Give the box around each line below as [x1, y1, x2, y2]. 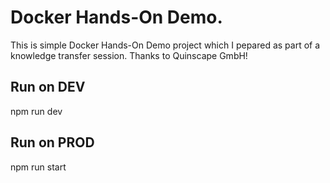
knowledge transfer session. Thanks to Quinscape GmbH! [10, 49, 248, 61]
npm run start [10, 161, 67, 173]
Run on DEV [10, 79, 86, 96]
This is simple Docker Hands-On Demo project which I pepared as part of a [10, 39, 321, 51]
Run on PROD [10, 134, 95, 151]
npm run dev [10, 105, 63, 117]
